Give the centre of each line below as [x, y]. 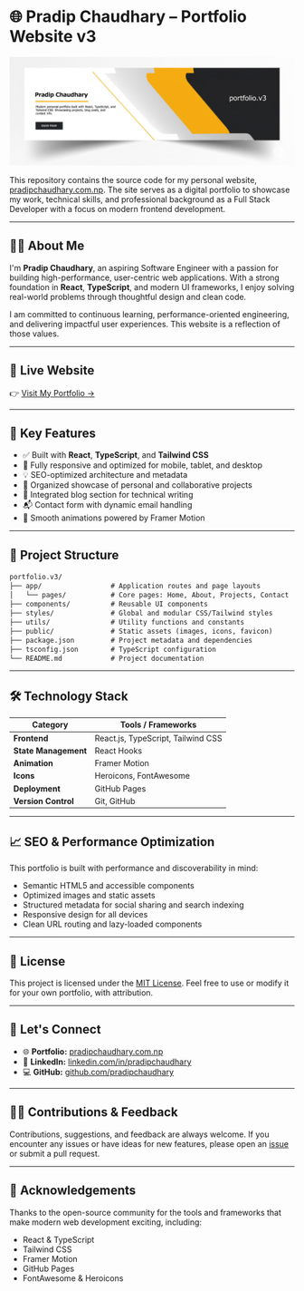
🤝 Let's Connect [55, 1029]
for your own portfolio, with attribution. [81, 993]
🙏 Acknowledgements [73, 1191]
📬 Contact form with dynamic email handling [107, 505]
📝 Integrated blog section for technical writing [108, 495]
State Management [50, 751]
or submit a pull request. [55, 1153]
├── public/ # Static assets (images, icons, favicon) [141, 632]
